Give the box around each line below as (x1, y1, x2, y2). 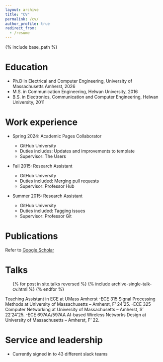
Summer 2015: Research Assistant (12, 193, 83, 199)
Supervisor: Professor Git (19, 213, 72, 219)
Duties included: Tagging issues (19, 208, 85, 214)
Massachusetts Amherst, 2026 (12, 83, 76, 89)
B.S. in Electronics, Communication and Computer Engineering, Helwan (12, 94, 159, 100)
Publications (5, 231, 58, 242)
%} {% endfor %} (28, 286, 65, 292)
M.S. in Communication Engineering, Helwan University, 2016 (12, 88, 138, 95)
